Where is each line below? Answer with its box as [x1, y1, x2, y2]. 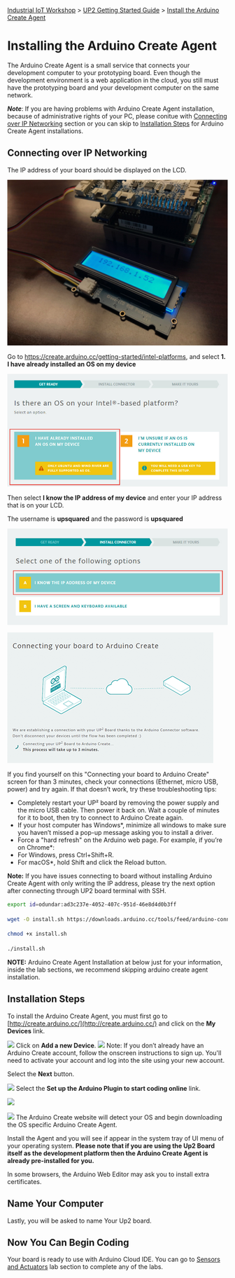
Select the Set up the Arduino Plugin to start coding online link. [15, 1084, 201, 1092]
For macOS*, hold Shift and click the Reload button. [17, 858, 167, 866]
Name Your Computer [7, 1198, 104, 1210]
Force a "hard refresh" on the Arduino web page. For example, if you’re [17, 836, 222, 844]
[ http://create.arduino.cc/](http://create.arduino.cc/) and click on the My [7, 1019, 216, 1028]
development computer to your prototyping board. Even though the [7, 68, 201, 76]
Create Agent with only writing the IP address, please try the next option [7, 879, 215, 888]
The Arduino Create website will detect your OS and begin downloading [15, 1113, 222, 1121]
